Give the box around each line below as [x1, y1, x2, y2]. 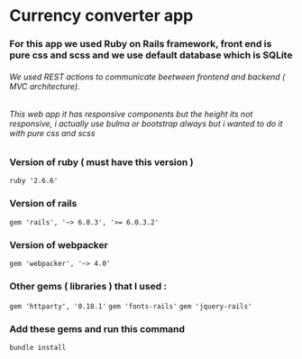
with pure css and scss [9, 128, 96, 139]
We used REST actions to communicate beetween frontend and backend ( [9, 71, 286, 82]
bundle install [9, 344, 67, 353]
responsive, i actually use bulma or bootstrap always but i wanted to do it [9, 118, 283, 129]
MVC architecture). [9, 80, 80, 91]
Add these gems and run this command [9, 323, 186, 336]
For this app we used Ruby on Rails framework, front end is [9, 38, 272, 51]
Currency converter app [9, 5, 194, 26]
